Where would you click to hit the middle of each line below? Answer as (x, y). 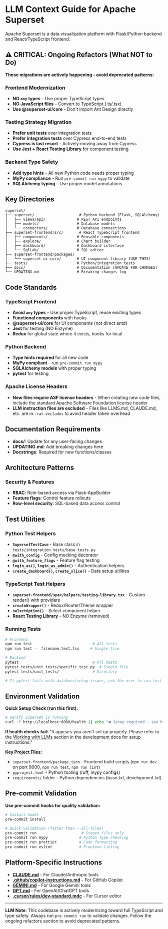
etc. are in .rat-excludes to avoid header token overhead (71, 413)
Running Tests (23, 629)
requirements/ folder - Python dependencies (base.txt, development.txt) (87, 778)
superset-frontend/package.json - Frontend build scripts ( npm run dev (84, 762)
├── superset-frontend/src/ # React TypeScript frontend (72, 233)
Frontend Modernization (35, 88)
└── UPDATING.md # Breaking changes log (66, 272)
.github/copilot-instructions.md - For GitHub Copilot (67, 880)
